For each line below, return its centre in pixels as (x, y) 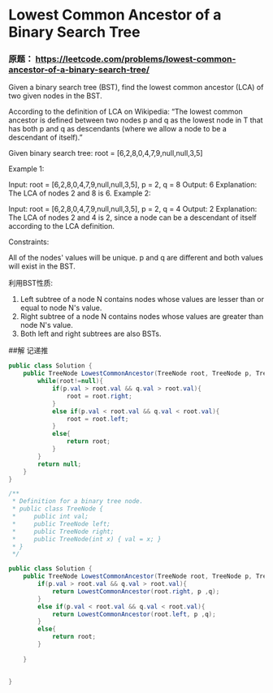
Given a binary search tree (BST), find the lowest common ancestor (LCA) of (136, 88)
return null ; (60, 464)
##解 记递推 (28, 351)
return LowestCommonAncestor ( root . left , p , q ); (134, 614)
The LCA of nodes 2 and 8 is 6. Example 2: (80, 193)
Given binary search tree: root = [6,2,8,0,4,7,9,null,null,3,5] (106, 153)
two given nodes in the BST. (56, 96)
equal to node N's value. (61, 308)
